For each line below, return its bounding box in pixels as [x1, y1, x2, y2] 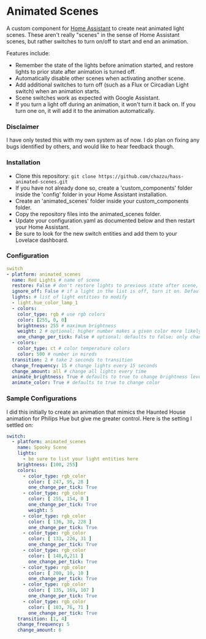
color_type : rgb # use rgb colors [17, 311, 105, 317]
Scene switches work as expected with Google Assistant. [15, 94, 161, 101]
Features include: [6, 49, 50, 56]
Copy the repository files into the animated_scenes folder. [15, 210, 161, 217]
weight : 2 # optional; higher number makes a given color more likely [17, 328, 202, 335]
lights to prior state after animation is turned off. [15, 68, 136, 75]
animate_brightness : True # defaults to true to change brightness [12, 374, 188, 380]
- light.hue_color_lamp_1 [12, 300, 78, 306]
